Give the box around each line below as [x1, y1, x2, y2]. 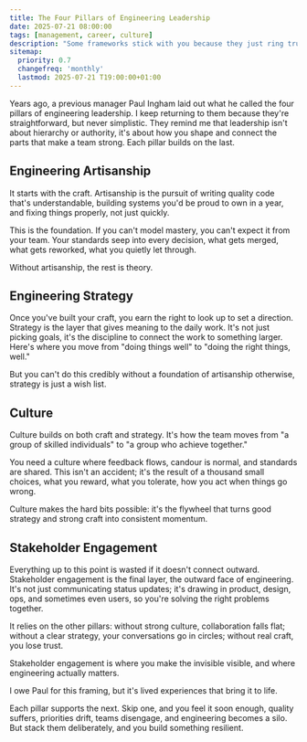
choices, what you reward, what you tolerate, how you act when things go [9, 476, 288, 487]
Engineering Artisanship [9, 164, 152, 179]
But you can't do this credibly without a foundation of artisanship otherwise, [9, 369, 295, 380]
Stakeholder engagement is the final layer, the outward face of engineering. [9, 574, 294, 585]
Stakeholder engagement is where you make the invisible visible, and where [9, 658, 295, 668]
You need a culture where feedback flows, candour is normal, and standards [9, 457, 298, 468]
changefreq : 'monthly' [17, 65, 104, 74]
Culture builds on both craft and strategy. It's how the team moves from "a [9, 429, 290, 440]
